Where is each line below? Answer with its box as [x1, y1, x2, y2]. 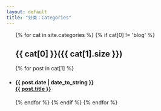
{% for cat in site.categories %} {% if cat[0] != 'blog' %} [15, 31, 156, 38]
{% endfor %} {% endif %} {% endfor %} [15, 98, 118, 106]
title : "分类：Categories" [6, 15, 71, 21]
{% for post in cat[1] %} [15, 65, 74, 72]
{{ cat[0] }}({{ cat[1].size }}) [15, 49, 123, 59]
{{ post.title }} [15, 85, 51, 92]
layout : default [6, 8, 47, 15]
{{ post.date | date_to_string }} [15, 78, 94, 86]
